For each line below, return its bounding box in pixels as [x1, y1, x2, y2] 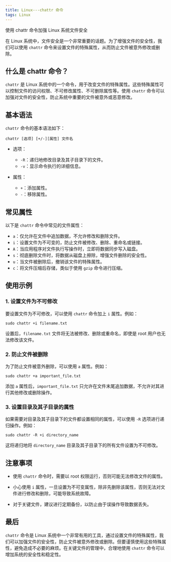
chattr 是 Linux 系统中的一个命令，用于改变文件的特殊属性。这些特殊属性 [5, 81, 160, 87]
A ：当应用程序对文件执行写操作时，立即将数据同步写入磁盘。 [12, 246, 140, 252]
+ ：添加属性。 [20, 185, 50, 191]
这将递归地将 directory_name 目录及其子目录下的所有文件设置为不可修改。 [5, 442, 161, 449]
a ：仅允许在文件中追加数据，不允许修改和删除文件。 [12, 233, 123, 239]
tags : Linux [5, 12, 31, 17]
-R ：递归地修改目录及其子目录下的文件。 [20, 157, 106, 163]
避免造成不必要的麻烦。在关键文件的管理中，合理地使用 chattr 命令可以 [14, 545, 165, 551]
